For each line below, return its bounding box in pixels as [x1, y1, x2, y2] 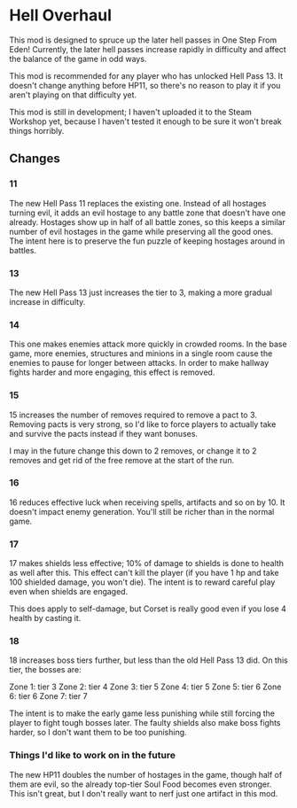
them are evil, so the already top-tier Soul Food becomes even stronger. [9, 779, 272, 789]
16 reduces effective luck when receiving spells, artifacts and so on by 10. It [9, 497, 285, 508]
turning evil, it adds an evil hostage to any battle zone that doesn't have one [9, 207, 286, 218]
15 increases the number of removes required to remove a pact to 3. [9, 409, 257, 420]
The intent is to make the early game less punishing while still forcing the [9, 708, 275, 719]
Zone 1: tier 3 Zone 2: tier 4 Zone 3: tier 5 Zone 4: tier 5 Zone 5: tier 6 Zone [9, 681, 282, 692]
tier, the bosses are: [9, 664, 82, 675]
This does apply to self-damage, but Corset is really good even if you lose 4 [9, 603, 286, 614]
